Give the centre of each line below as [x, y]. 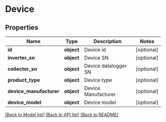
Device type [98, 80]
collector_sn [22, 69]
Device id [95, 50]
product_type [24, 80]
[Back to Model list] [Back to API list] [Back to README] [62, 115]
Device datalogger [105, 66]
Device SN [96, 58]
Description [108, 41]
